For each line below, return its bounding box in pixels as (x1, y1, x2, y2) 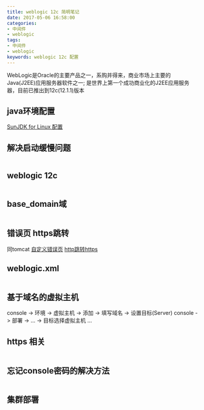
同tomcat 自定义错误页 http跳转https (7, 245, 98, 252)
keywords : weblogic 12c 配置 (7, 54, 79, 60)
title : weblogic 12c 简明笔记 (7, 8, 80, 15)
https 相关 (7, 336, 46, 346)
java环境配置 (7, 106, 55, 116)
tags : (7, 37, 21, 43)
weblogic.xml (7, 263, 59, 274)
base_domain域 (7, 199, 67, 209)
